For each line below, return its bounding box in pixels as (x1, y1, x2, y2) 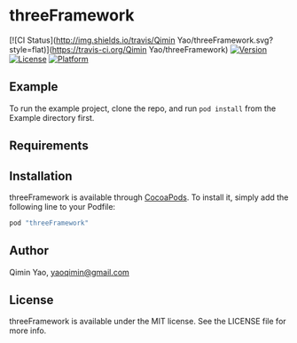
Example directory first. (9, 112, 95, 123)
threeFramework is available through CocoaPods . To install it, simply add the (9, 192, 289, 203)
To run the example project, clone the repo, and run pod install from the (9, 103, 277, 114)
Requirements (9, 139, 89, 154)
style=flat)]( (9, 44, 53, 54)
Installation (9, 168, 73, 183)
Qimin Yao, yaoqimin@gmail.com (9, 267, 130, 277)
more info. (9, 325, 47, 336)
